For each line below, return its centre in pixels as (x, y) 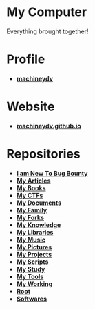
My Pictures (34, 247)
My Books (31, 187)
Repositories (43, 154)
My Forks (30, 217)
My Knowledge (39, 225)
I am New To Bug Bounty (52, 173)
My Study (31, 269)
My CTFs (30, 195)
